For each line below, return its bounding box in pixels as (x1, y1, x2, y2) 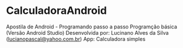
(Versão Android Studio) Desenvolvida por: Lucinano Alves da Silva (6, 29, 169, 36)
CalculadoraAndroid (6, 4, 107, 17)
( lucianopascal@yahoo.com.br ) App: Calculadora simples (6, 35, 146, 42)
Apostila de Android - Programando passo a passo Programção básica (6, 23, 178, 30)
